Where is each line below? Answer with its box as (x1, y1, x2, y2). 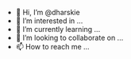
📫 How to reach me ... (15, 42, 90, 51)
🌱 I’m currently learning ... (15, 25, 101, 33)
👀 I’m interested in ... (15, 16, 83, 26)
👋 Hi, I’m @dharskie (15, 8, 81, 17)
